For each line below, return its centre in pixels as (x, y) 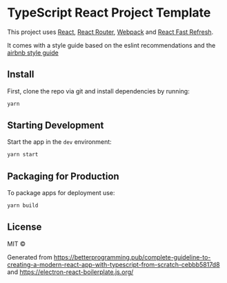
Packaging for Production (63, 176)
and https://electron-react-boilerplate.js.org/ (70, 272)
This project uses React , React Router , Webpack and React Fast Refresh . (110, 32)
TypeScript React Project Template (109, 13)
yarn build (23, 206)
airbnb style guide (33, 53)
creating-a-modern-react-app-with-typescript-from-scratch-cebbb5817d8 (113, 264)
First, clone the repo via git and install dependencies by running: (98, 91)
